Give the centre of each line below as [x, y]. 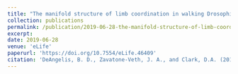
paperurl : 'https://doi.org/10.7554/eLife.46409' [82, 54]
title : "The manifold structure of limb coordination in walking [106, 14]
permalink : [23, 27]
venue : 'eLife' [30, 47]
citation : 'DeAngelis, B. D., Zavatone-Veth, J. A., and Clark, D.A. [112, 60]
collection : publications [45, 20]
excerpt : [20, 33]
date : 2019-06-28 [33, 40]
